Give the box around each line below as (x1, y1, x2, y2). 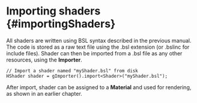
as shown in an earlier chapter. (6, 90, 82, 97)
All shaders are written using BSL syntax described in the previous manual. (6, 37, 192, 44)
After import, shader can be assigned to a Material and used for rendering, (6, 83, 192, 91)
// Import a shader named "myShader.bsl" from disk (6, 67, 138, 73)
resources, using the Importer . (6, 56, 82, 63)
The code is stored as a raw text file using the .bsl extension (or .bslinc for (6, 43, 190, 51)
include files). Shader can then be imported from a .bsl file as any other (6, 49, 183, 57)
